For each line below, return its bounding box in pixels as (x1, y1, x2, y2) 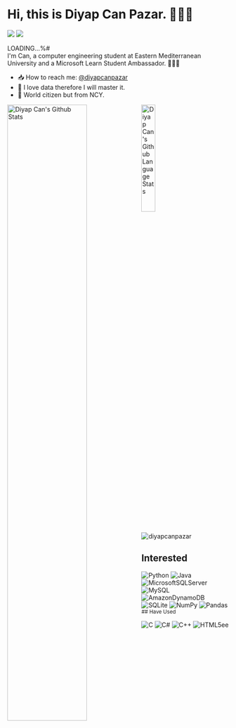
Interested (141, 552, 188, 564)
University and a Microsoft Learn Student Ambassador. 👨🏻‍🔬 (7, 59, 181, 67)
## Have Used (141, 608, 176, 615)
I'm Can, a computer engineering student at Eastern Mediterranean (7, 51, 202, 60)
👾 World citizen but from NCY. (17, 91, 105, 99)
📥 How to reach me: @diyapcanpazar (17, 73, 129, 81)
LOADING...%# (7, 44, 51, 52)
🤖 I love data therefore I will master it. (17, 83, 125, 91)
